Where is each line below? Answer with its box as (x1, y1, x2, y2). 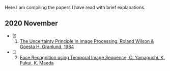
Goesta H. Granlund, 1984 (19, 43, 74, 50)
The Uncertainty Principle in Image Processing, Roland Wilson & (19, 38, 154, 44)
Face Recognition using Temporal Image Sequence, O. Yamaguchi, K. (19, 54, 165, 60)
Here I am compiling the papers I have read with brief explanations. (5, 5, 146, 10)
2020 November (5, 19, 58, 28)
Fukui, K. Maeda (19, 60, 54, 66)
